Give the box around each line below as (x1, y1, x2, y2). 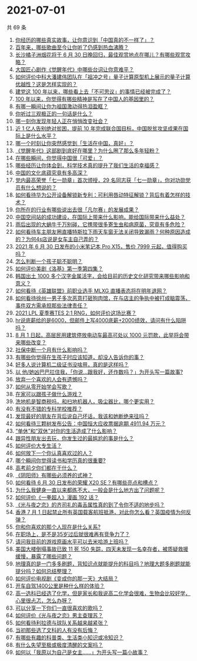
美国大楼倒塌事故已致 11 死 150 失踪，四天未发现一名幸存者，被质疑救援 (15, 545, 189, 552)
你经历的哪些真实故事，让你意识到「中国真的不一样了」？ (15, 36, 155, 43)
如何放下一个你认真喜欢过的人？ (15, 449, 93, 456)
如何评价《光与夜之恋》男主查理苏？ (15, 611, 103, 619)
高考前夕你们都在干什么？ (15, 464, 78, 471)
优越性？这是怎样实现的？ (15, 80, 78, 87)
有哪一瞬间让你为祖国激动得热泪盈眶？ (15, 103, 108, 110)
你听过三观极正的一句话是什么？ (15, 110, 93, 117)
